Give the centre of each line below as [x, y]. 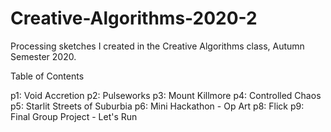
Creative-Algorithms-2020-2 [134, 18]
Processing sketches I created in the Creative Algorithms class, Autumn [157, 46]
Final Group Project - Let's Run [74, 116]
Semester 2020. [43, 56]
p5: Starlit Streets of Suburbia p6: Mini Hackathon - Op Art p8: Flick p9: [157, 106]
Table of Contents [47, 76]
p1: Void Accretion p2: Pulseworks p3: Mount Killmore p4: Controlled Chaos [166, 95]
